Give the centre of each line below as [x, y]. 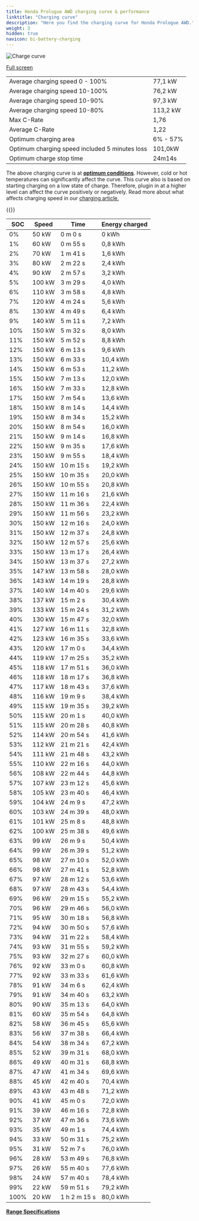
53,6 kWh [115, 879]
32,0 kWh [115, 619]
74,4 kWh [115, 1129]
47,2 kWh [115, 802]
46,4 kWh [115, 793]
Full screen [20, 68]
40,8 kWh [115, 725]
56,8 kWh [115, 918]
